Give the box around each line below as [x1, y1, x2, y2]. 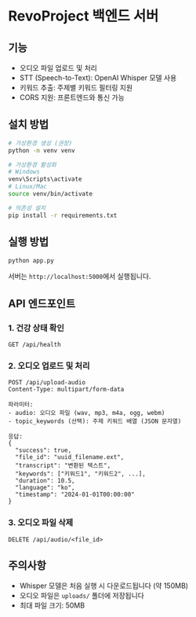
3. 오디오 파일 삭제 [8, 517, 74, 528]
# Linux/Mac [8, 182, 47, 191]
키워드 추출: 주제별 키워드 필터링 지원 [19, 83, 133, 92]
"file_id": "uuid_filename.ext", [15, 454, 125, 461]
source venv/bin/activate [8, 190, 93, 198]
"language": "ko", [15, 484, 76, 492]
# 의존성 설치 [8, 204, 46, 212]
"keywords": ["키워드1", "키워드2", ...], [15, 470, 147, 478]
